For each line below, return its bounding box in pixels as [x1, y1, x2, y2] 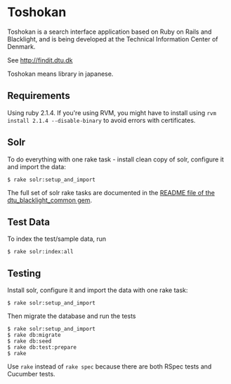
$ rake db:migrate [7, 331, 61, 339]
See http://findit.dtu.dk [7, 55, 73, 64]
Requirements [7, 90, 70, 102]
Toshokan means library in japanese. [7, 69, 114, 78]
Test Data [7, 216, 51, 228]
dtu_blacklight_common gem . [7, 196, 93, 204]
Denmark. [7, 42, 36, 51]
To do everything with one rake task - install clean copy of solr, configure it [7, 155, 225, 164]
